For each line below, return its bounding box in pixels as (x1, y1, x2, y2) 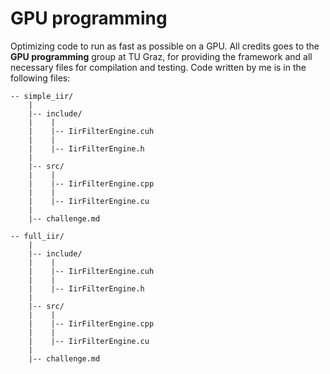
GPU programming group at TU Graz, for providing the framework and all (10, 50, 313, 62)
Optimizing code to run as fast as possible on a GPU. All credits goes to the (10, 40, 320, 52)
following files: (10, 72, 71, 84)
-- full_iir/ (10, 231, 65, 241)
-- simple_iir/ (10, 91, 74, 101)
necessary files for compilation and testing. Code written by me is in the (10, 61, 307, 73)
